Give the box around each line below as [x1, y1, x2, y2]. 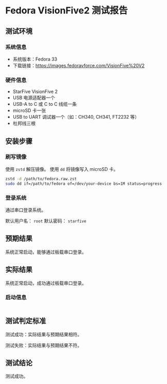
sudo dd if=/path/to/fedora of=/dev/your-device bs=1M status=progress [5, 181, 162, 186]
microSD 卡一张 [12, 107, 46, 113]
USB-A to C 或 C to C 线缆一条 [12, 101, 77, 107]
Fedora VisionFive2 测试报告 [5, 5, 128, 16]
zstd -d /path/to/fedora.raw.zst [5, 176, 77, 181]
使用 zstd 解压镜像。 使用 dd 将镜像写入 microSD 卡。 [5, 166, 118, 172]
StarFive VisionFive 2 [12, 88, 58, 95]
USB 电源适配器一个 [12, 94, 55, 101]
